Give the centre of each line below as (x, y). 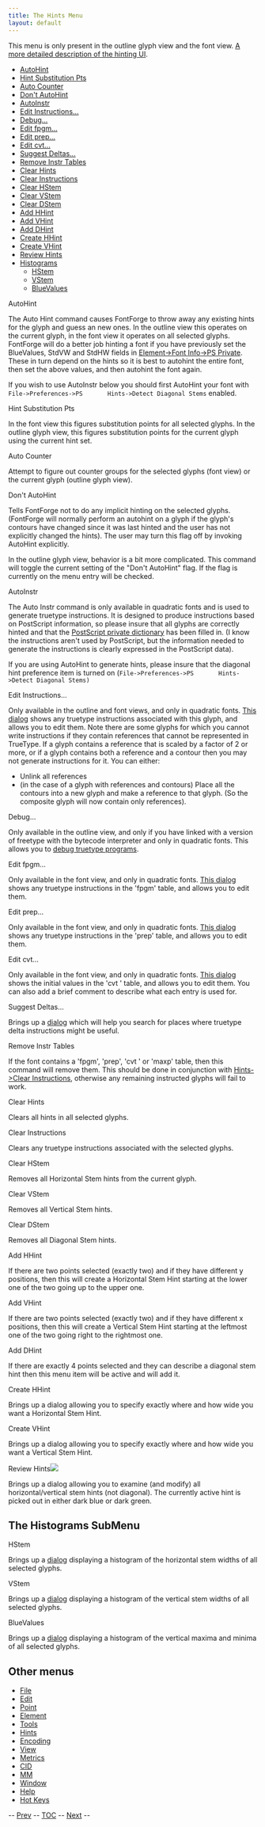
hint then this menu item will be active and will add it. (94, 1374)
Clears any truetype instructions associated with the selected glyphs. (121, 1148)
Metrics (32, 1758)
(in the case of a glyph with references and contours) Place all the (127, 784)
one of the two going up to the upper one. (76, 1287)
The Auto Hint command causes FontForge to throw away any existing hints (131, 318)
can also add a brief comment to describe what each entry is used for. (123, 992)
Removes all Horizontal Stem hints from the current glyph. (102, 1178)
